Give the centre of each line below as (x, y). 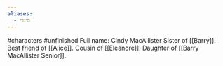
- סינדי (22, 20)
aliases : (20, 14)
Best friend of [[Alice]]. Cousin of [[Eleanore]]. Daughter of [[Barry (103, 48)
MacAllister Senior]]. (37, 55)
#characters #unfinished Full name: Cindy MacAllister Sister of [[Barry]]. (111, 40)
